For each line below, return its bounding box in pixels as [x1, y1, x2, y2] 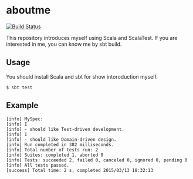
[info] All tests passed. [6, 162, 69, 168]
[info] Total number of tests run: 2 [6, 147, 99, 153]
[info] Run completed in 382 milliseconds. [6, 141, 114, 147]
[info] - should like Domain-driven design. [6, 136, 117, 143]
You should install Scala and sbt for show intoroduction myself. [6, 73, 158, 80]
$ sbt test [6, 85, 33, 90]
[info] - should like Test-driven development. [6, 126, 125, 132]
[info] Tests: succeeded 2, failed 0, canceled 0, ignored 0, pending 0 [6, 157, 188, 163]
